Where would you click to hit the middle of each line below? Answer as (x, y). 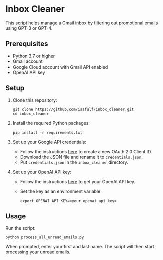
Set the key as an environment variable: (61, 191)
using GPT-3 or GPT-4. (29, 28)
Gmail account (27, 61)
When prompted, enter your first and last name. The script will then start (80, 247)
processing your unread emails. (38, 252)
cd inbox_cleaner (31, 114)
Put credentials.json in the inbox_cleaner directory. (74, 162)
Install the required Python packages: (51, 123)
